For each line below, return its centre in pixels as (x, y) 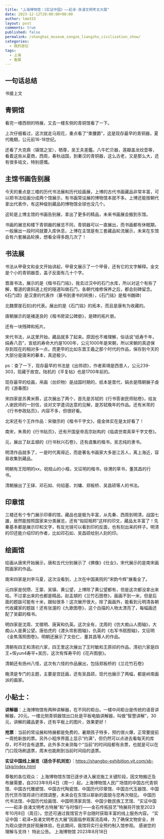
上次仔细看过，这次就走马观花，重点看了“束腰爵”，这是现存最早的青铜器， (80, 133)
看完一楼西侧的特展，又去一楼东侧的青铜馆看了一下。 (59, 123)
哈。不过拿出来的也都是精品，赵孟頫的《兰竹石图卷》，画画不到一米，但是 (79, 596)
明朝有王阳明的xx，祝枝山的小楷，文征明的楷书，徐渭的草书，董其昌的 (76, 469)
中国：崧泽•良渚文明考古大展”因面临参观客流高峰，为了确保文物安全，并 (82, 819)
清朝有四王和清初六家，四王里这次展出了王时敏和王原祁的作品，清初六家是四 (82, 647)
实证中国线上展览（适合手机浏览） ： (40, 761)
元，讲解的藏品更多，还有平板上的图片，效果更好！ (56, 722)
